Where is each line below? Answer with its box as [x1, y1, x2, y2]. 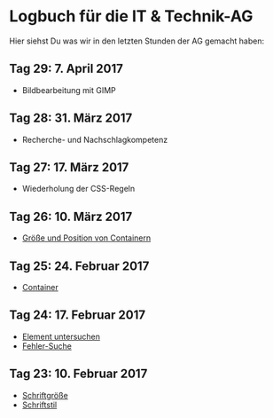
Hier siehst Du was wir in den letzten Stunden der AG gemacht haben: [9, 35, 264, 46]
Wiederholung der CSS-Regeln [21, 184, 136, 194]
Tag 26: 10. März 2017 [9, 209, 133, 224]
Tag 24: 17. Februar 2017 [9, 308, 146, 323]
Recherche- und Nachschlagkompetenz [21, 134, 168, 145]
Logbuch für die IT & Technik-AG [9, 6, 253, 27]
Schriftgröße [21, 390, 68, 400]
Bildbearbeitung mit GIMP [21, 84, 117, 95]
